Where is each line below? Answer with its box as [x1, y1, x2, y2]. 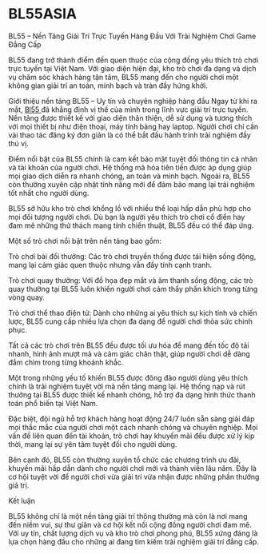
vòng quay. [8, 293, 46, 302]
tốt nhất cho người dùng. [8, 188, 90, 197]
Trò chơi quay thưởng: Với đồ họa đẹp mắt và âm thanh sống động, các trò [8, 275, 253, 285]
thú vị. [8, 138, 30, 148]
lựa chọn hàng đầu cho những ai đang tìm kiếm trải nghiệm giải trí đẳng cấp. [8, 536, 260, 546]
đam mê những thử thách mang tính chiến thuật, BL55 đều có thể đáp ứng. [8, 221, 254, 230]
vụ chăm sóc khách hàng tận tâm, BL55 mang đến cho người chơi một [8, 72, 239, 82]
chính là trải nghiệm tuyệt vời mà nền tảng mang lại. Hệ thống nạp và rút [8, 381, 246, 391]
